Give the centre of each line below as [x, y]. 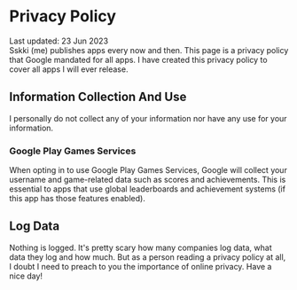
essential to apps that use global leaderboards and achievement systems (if [148, 189]
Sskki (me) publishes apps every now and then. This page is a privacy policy [149, 50]
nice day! [26, 276]
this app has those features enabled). [78, 199]
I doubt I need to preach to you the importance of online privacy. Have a [141, 266]
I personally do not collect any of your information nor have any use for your [148, 118]
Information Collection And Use [98, 97]
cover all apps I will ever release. [69, 69]
